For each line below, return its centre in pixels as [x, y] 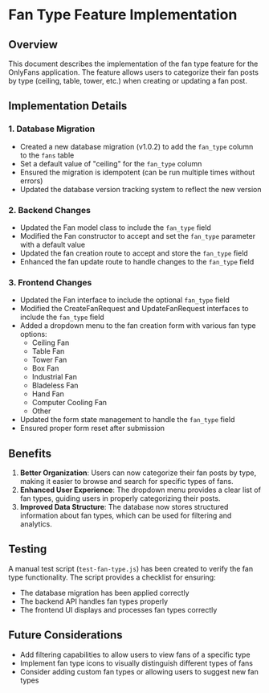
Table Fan [48, 351]
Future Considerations [65, 636]
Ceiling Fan [51, 342]
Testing [28, 549]
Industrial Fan [55, 377]
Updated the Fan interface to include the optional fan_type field [125, 300]
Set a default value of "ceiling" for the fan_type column [111, 163]
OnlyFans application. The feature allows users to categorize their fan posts [134, 72]
